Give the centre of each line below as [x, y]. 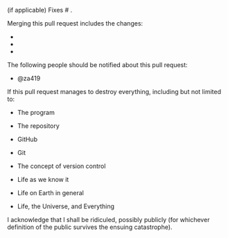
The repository [38, 126]
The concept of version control [61, 166]
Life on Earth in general [51, 193]
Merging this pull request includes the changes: [75, 23]
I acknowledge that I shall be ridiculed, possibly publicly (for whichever [108, 220]
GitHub [27, 139]
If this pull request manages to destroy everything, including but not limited [114, 92]
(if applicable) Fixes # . [40, 10]
